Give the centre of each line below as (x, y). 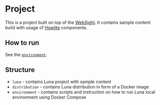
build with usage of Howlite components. (46, 27)
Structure (20, 70)
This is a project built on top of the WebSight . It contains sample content (78, 22)
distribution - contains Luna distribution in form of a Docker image (80, 87)
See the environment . (26, 54)
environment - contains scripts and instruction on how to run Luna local (84, 92)
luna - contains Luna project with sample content (62, 82)
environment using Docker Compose (49, 97)
